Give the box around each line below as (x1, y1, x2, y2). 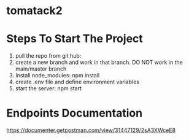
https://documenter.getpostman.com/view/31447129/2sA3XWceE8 (6, 126, 176, 134)
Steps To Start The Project (6, 32, 143, 46)
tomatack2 (6, 4, 63, 18)
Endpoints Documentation (6, 106, 143, 120)
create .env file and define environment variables (15, 78, 140, 86)
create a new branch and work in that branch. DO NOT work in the (15, 59, 183, 66)
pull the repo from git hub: (15, 52, 82, 60)
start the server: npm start (15, 85, 82, 92)
